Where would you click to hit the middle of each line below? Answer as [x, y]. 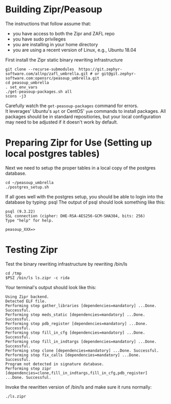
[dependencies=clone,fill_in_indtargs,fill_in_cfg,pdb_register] [76, 373]
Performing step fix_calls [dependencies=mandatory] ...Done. [73, 355]
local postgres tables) [52, 154]
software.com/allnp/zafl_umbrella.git [47, 74]
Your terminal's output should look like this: [51, 287]
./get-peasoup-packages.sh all [39, 92]
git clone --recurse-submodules [40, 69]
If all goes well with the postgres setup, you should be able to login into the [84, 196]
